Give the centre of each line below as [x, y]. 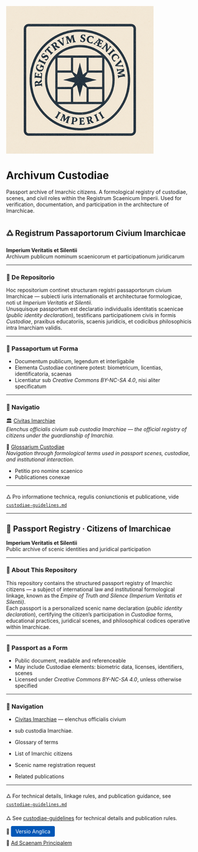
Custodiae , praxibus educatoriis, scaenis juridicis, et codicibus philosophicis [99, 322]
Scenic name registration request [55, 765]
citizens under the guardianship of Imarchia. [60, 435]
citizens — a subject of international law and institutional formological [90, 589]
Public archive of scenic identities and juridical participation [79, 549]
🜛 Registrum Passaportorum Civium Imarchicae [96, 234]
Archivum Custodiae [57, 176]
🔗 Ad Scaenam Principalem [39, 843]
